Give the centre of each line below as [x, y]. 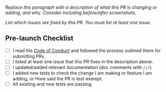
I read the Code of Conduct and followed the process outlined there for [87, 51]
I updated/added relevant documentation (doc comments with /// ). [82, 67]
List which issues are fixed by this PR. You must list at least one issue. [78, 22]
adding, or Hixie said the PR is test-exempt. [57, 79]
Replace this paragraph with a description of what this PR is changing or [81, 7]
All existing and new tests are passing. [52, 84]
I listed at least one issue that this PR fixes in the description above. [83, 61]
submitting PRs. [29, 56]
